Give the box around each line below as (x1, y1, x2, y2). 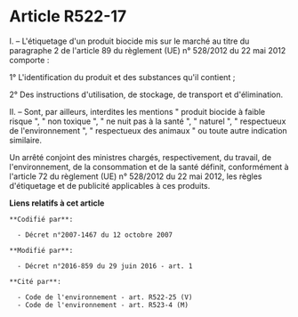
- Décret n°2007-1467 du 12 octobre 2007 (17, 230, 173, 240)
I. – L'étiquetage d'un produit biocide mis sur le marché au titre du (9, 36, 250, 46)
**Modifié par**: (9, 246, 74, 255)
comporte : (9, 54, 50, 65)
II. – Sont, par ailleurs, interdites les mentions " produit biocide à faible (9, 106, 266, 117)
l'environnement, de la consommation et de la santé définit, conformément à (9, 161, 289, 172)
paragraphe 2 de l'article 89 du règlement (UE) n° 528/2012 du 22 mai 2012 (9, 45, 286, 55)
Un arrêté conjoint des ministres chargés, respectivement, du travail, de (9, 151, 272, 162)
